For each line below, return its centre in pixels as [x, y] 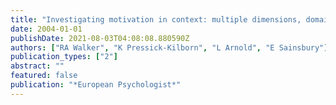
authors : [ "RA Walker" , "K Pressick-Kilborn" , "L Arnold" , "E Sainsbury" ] [169, 47]
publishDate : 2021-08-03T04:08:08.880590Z [100, 38]
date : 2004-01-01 [46, 29]
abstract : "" [37, 66]
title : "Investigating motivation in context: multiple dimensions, [156, 19]
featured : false [44, 76]
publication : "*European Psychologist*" [96, 85]
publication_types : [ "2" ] [64, 57]
